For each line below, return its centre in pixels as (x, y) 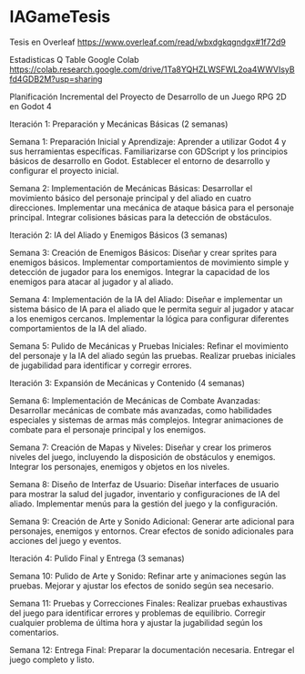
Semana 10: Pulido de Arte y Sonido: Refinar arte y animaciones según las (148, 576)
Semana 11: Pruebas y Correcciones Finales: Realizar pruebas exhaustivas (148, 603)
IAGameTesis (60, 17)
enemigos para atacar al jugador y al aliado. (91, 281)
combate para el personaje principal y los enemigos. (108, 429)
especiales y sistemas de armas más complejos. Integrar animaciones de (147, 420)
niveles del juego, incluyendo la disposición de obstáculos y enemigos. (142, 456)
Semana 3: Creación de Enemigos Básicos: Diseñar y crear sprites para (143, 252)
